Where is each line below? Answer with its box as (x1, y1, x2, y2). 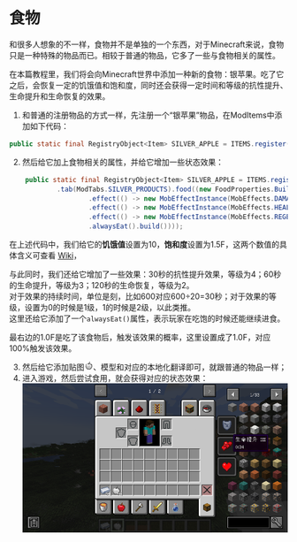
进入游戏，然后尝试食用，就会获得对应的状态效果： (21, 373, 209, 384)
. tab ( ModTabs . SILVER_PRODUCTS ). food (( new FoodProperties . (56, 185, 275, 194)
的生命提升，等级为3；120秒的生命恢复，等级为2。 (9, 280, 194, 291)
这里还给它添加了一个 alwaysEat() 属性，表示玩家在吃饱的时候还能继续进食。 (9, 313, 286, 324)
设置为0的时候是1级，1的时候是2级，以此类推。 (24, 302, 196, 313)
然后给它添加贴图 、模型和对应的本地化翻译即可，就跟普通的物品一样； (21, 362, 287, 372)
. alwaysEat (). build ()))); (88, 222, 184, 231)
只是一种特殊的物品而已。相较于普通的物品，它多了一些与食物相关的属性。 (9, 50, 280, 60)
